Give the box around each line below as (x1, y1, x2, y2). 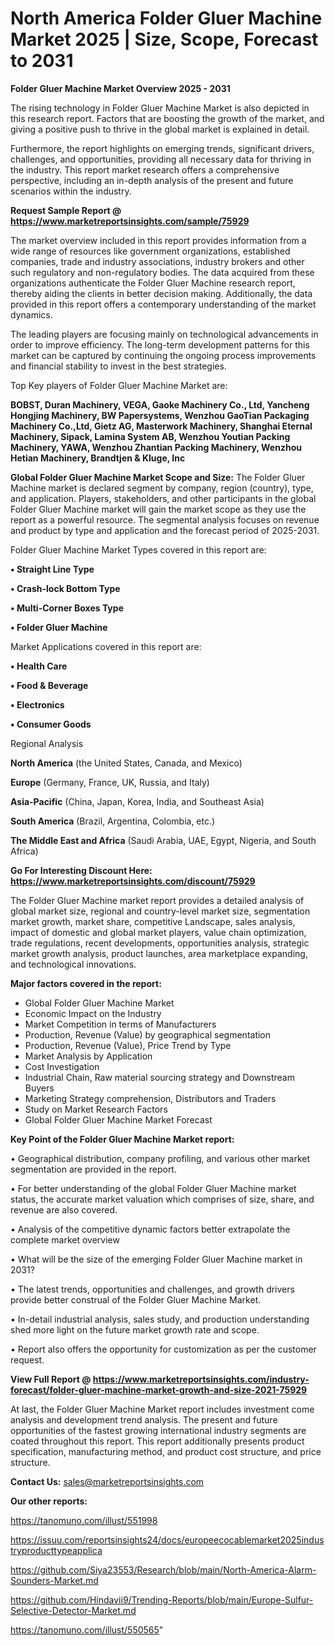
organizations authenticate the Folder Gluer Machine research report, (10, 277, 296, 289)
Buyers (24, 1082, 55, 1094)
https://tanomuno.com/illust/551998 (10, 1514, 158, 1526)
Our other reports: (10, 1495, 88, 1507)
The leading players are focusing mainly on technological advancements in (10, 328, 319, 340)
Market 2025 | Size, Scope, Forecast (10, 28, 319, 51)
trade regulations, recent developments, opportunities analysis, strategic (10, 937, 310, 949)
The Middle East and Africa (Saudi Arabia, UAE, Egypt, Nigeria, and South (10, 834, 317, 846)
